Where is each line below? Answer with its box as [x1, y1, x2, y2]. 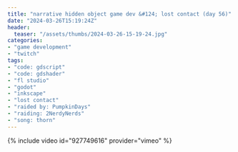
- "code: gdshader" [7, 70, 66, 77]
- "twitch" [7, 51, 40, 58]
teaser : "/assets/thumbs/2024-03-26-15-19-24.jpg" [14, 30, 168, 38]
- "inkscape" [7, 90, 46, 97]
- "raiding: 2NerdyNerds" [7, 110, 84, 117]
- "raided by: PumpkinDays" [7, 103, 91, 111]
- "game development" [7, 44, 72, 51]
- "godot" [7, 83, 37, 91]
